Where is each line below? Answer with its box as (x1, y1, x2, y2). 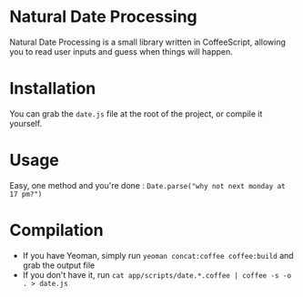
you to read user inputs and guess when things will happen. (9, 46, 234, 56)
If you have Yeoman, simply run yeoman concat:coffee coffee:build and (22, 250, 294, 261)
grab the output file (22, 260, 96, 271)
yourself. (9, 118, 43, 128)
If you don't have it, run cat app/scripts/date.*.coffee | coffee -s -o (22, 269, 292, 280)
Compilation (9, 220, 104, 241)
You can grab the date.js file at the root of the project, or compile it (9, 108, 263, 119)
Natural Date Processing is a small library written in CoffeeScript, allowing (9, 36, 287, 47)
